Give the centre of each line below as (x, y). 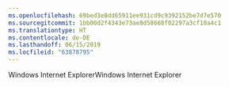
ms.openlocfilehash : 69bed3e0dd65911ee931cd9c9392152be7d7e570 (115, 15)
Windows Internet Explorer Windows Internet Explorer (95, 75)
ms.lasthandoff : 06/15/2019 (55, 45)
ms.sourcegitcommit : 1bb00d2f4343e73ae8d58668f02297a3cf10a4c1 (115, 23)
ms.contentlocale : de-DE (49, 38)
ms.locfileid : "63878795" (51, 52)
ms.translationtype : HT (48, 30)
